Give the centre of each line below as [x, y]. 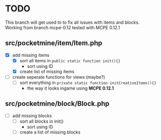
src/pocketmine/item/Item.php [54, 43]
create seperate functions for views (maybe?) [59, 77]
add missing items [31, 55]
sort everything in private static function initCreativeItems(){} [88, 83]
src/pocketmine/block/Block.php [57, 104]
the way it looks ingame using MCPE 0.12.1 [70, 88]
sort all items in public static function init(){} [70, 60]
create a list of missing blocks [50, 132]
